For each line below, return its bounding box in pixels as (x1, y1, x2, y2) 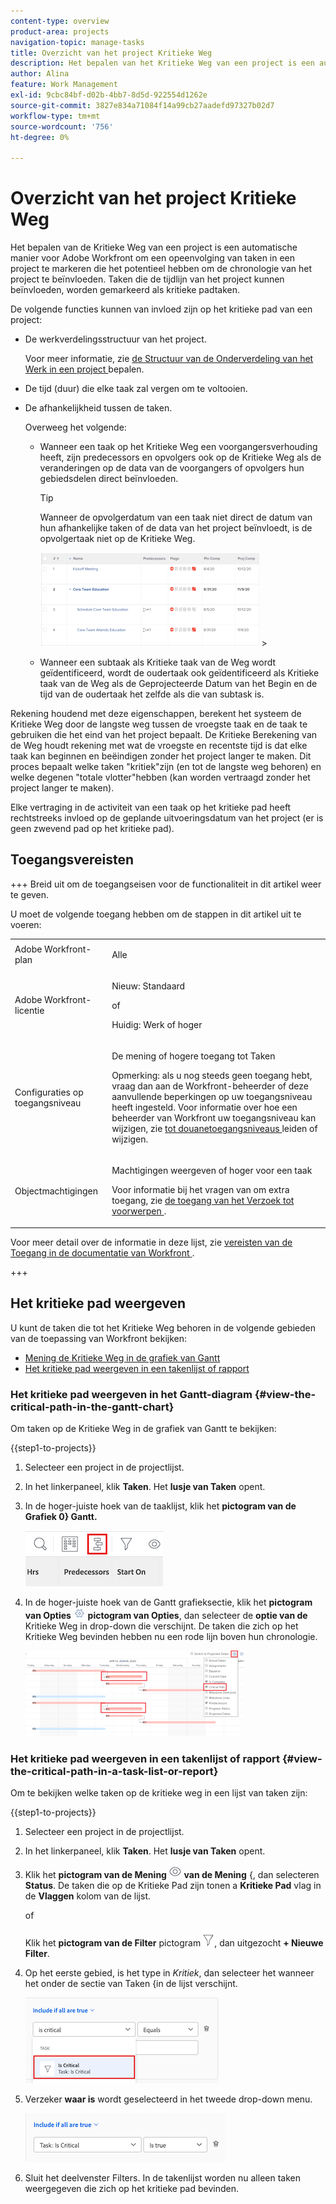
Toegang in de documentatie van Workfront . (10, 1246, 195, 1259)
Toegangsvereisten (10, 851, 135, 869)
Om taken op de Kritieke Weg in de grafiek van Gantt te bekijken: (10, 1422, 277, 1434)
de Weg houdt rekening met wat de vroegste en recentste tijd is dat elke (10, 740, 308, 752)
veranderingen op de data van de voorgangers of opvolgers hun (39, 462, 305, 474)
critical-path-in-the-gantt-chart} (10, 1400, 175, 1414)
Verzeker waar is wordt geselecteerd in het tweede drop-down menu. (24, 2093, 313, 2105)
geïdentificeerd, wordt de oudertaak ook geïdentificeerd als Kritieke (39, 667, 320, 679)
